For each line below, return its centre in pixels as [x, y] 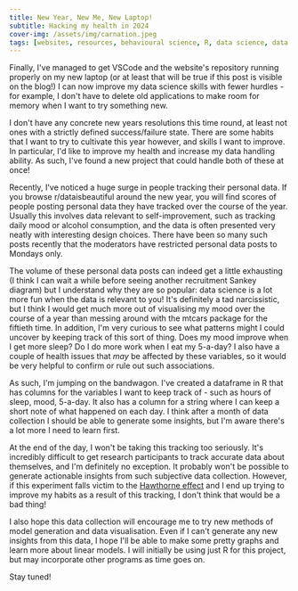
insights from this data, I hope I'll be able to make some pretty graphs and [144, 541]
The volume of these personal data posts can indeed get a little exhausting [146, 271]
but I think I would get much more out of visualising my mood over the [137, 309]
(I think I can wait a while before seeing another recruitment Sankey [133, 281]
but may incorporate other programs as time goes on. [107, 560]
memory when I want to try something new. [89, 106]
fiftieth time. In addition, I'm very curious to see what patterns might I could [147, 328]
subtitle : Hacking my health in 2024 [79, 26]
